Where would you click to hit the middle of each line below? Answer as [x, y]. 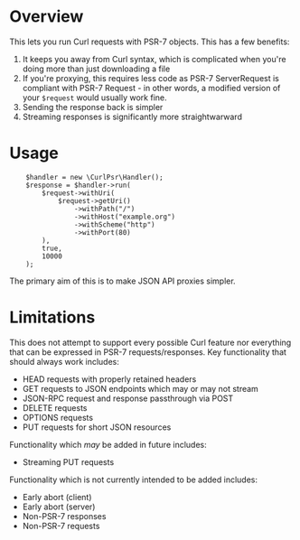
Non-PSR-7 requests [61, 526]
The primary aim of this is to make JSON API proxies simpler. [123, 281]
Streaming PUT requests [68, 461]
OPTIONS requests [57, 417]
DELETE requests [55, 407]
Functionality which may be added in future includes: [108, 444]
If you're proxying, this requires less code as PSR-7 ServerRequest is [151, 78]
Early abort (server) [59, 507]
